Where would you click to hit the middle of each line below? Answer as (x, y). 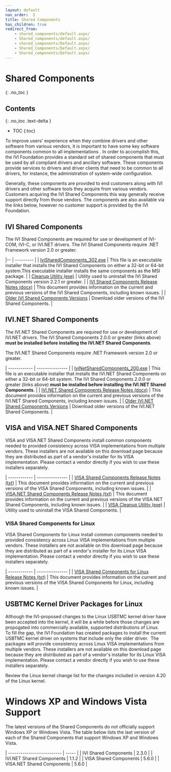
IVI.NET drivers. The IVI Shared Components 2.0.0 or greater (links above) (83, 337)
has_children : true (26, 24)
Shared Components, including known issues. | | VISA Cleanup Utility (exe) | (85, 504)
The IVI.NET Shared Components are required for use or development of (81, 332)
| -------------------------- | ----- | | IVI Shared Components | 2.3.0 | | (79, 753)
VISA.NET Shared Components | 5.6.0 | (46, 764)
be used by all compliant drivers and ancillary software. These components (84, 162)
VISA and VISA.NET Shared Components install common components (78, 440)
